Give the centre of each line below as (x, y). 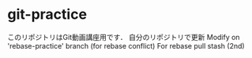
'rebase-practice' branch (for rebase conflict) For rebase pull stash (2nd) (126, 45)
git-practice (47, 14)
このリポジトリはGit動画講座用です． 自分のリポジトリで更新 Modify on (124, 37)
